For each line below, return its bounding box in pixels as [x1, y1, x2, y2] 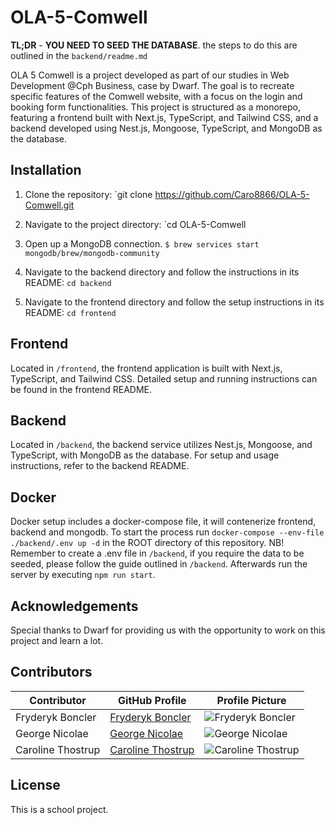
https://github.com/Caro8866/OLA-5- [154, 188, 310, 200]
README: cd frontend [24, 306, 117, 318]
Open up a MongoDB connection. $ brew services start [24, 237, 260, 250]
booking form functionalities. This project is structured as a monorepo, [10, 101, 302, 113]
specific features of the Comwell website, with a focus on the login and [10, 90, 303, 102]
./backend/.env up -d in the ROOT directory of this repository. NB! [10, 537, 285, 549]
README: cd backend [24, 276, 112, 288]
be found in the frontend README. [10, 383, 153, 395]
